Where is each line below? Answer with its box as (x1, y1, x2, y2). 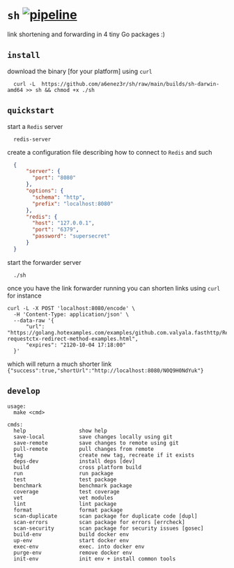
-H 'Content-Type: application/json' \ (13, 311, 130, 318)
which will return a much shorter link (7, 360, 112, 368)
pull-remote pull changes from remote (13, 445, 155, 452)
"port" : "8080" (32, 174, 77, 181)
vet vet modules (13, 494, 114, 501)
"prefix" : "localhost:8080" (32, 200, 114, 207)
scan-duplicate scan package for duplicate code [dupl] (13, 512, 198, 519)
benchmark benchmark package (13, 482, 132, 489)
